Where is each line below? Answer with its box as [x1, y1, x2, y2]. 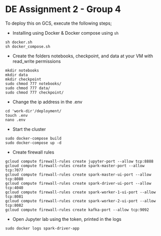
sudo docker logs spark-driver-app [5, 225, 80, 231]
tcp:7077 [5, 168, 24, 173]
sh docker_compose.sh [5, 44, 51, 49]
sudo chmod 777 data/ [5, 86, 51, 91]
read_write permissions [12, 58, 61, 64]
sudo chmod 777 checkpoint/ [5, 90, 64, 95]
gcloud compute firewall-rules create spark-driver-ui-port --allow [5, 181, 151, 186]
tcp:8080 [5, 176, 24, 182]
